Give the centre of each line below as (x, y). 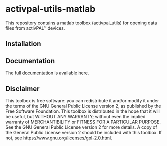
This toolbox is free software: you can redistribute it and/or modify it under (82, 100)
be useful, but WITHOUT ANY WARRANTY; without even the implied (75, 116)
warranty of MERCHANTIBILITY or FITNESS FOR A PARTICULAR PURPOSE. (83, 122)
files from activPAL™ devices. (35, 28)
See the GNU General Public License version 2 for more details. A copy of (81, 127)
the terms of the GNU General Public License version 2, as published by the (83, 106)
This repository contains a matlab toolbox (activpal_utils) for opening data (81, 23)
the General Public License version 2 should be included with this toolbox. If (83, 132)
